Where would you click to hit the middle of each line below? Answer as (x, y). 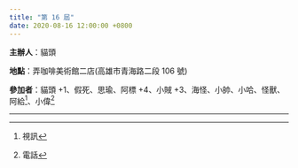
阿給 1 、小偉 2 (32, 100)
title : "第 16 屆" (42, 17)
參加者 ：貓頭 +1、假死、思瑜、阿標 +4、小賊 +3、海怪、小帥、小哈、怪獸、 (147, 89)
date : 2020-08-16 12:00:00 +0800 (71, 26)
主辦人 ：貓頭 (32, 52)
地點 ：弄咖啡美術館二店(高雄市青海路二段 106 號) (98, 71)
